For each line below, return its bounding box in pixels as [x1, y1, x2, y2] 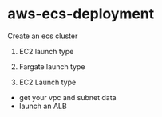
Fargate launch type [18, 61, 85, 72]
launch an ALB [18, 101, 67, 111]
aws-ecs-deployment [7, 5, 155, 23]
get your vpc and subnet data [18, 92, 117, 102]
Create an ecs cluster [7, 31, 78, 41]
